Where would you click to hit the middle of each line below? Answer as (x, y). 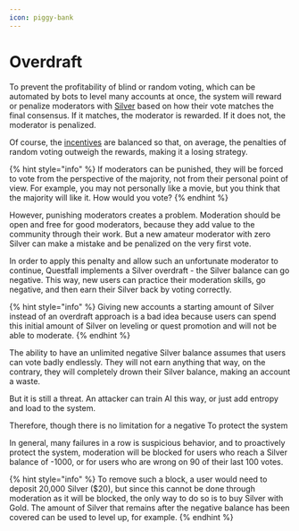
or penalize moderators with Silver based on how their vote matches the (141, 106)
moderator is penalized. (53, 124)
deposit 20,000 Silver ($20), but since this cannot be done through (133, 488)
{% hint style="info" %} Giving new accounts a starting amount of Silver (142, 306)
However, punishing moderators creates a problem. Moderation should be (145, 215)
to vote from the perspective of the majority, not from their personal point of (149, 178)
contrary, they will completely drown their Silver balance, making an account (150, 372)
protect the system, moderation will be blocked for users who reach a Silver (149, 452)
